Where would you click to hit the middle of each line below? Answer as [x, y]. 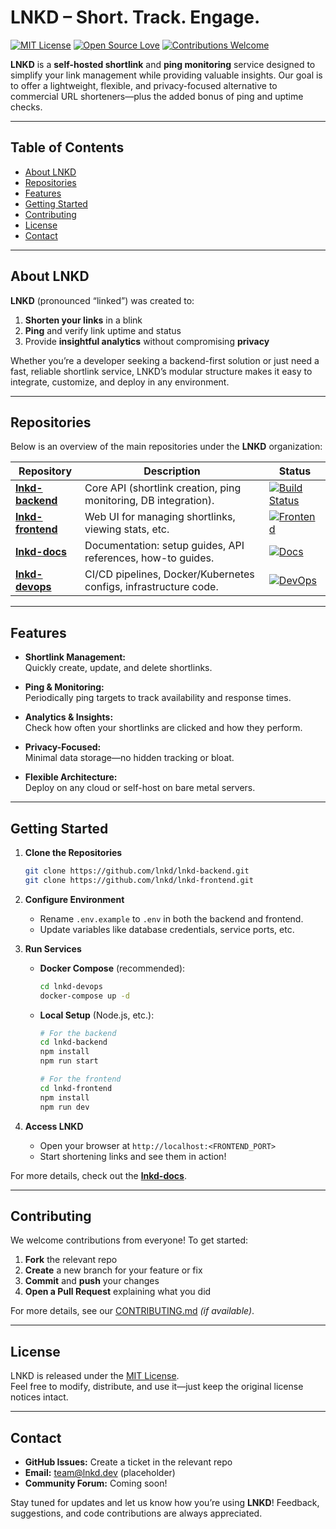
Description [172, 471]
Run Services [53, 948]
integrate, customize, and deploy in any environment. [120, 382]
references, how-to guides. [149, 558]
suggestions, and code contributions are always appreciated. [136, 1513]
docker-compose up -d [84, 996]
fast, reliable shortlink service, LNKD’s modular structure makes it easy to [161, 371]
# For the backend [78, 1033]
